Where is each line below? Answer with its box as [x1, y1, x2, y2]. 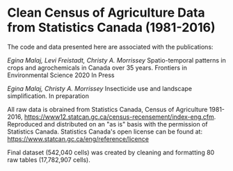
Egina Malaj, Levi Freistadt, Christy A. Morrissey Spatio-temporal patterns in [7, 56, 226, 64]
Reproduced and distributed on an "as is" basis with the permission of [7, 120, 208, 128]
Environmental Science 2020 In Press [7, 71, 115, 79]
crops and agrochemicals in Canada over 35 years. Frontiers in [7, 63, 188, 72]
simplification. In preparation [7, 92, 89, 100]
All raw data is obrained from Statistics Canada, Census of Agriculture [7, 105, 208, 113]
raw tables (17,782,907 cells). [7, 155, 90, 164]
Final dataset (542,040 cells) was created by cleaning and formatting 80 [7, 148, 215, 156]
